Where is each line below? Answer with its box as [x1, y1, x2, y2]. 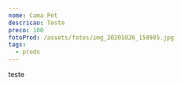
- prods [15, 48, 41, 56]
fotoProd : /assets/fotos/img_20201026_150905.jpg [8, 33, 175, 42]
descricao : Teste [8, 19, 65, 27]
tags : [8, 41, 26, 49]
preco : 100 [8, 26, 44, 34]
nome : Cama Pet [8, 11, 58, 20]
